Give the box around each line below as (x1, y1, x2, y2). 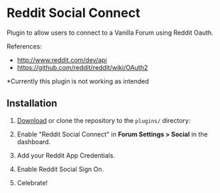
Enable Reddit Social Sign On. (16, 165, 104, 173)
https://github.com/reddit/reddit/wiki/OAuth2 (16, 63, 148, 71)
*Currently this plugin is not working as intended (6, 76, 150, 86)
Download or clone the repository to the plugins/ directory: (16, 116, 191, 124)
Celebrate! (16, 178, 48, 187)
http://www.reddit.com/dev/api (16, 55, 107, 64)
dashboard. (16, 137, 51, 146)
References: (6, 42, 42, 50)
